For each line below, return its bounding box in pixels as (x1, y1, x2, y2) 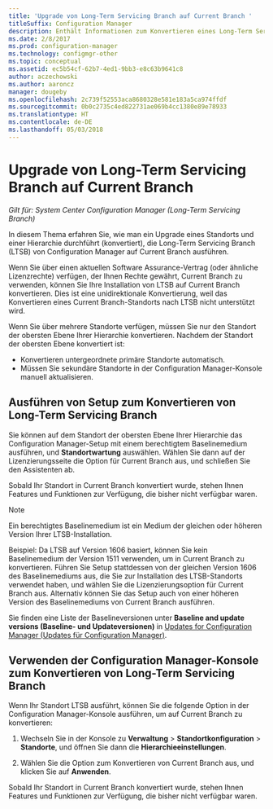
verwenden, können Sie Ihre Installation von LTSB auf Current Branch (8, 279, 240, 289)
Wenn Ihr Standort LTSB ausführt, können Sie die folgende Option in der (8, 701, 249, 710)
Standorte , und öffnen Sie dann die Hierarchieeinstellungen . (19, 742, 227, 752)
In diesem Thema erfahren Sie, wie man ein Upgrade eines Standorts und (8, 229, 254, 239)
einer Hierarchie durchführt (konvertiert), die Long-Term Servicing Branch (8, 238, 256, 248)
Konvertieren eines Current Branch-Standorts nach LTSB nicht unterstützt (8, 297, 255, 306)
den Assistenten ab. (8, 464, 76, 474)
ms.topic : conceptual (8, 58, 82, 66)
